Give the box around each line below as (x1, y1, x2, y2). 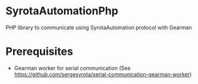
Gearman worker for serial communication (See (14, 64, 131, 71)
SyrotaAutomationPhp (5, 4, 118, 18)
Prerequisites (5, 45, 74, 58)
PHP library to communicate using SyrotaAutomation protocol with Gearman (5, 24, 192, 31)
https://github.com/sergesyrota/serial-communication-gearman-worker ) (14, 70, 192, 78)
